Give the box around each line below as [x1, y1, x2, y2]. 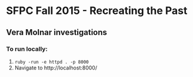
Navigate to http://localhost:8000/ [14, 64, 98, 71]
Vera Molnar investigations [6, 27, 108, 37]
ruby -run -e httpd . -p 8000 [14, 59, 89, 65]
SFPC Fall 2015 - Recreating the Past [6, 4, 188, 17]
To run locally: [6, 45, 48, 53]
